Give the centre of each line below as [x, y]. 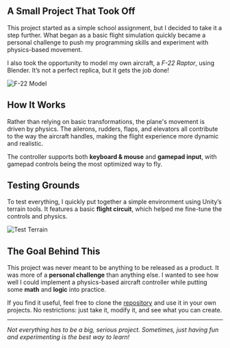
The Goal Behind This [54, 251]
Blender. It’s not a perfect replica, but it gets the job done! [88, 70]
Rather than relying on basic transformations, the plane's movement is [106, 121]
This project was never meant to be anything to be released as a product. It [113, 268]
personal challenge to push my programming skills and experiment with [108, 42]
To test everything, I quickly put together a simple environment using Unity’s [115, 202]
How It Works [37, 105]
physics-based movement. [45, 49]
